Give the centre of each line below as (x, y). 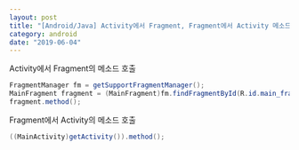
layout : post (33, 17)
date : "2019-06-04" (45, 42)
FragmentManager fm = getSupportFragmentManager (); (107, 85)
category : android (43, 34)
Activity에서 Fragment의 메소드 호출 (73, 68)
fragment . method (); (45, 102)
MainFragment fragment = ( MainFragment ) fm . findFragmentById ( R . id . (135, 94)
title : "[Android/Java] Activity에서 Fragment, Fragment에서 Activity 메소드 (150, 26)
